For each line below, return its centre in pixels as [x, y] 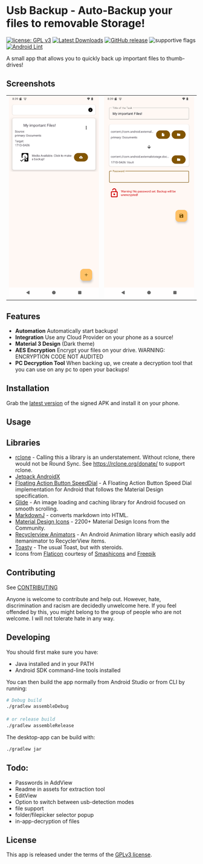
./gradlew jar [24, 749]
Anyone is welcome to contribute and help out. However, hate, [84, 599]
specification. [32, 496]
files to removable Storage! [76, 23]
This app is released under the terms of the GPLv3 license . [79, 855]
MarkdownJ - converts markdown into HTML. [72, 515]
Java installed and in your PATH [54, 664]
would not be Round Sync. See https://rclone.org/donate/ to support [100, 463]
